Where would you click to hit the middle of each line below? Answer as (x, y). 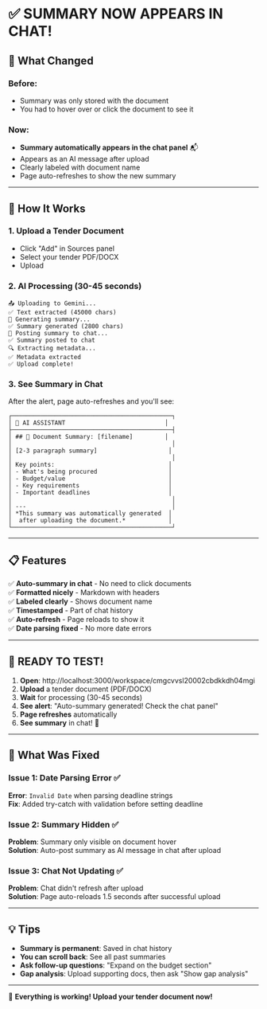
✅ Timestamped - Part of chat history (71, 611)
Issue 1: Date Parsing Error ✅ (64, 778)
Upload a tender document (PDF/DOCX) (86, 689)
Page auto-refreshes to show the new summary (98, 176)
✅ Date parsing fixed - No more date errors (80, 628)
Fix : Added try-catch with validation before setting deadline (106, 804)
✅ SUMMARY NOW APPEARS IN (116, 14)
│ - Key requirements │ (90, 486)
